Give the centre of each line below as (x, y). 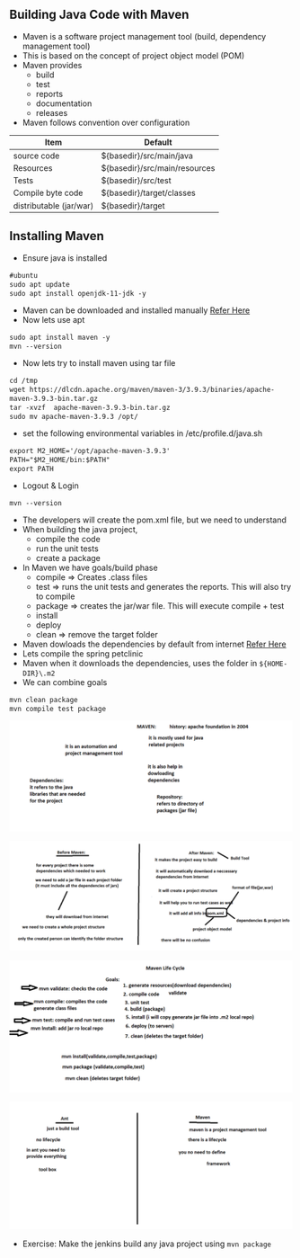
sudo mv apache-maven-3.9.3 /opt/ (74, 416)
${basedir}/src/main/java (147, 156)
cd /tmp (24, 380)
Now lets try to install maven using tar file (99, 362)
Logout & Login (50, 486)
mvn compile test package (57, 709)
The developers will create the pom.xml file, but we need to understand (154, 520)
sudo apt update (40, 284)
